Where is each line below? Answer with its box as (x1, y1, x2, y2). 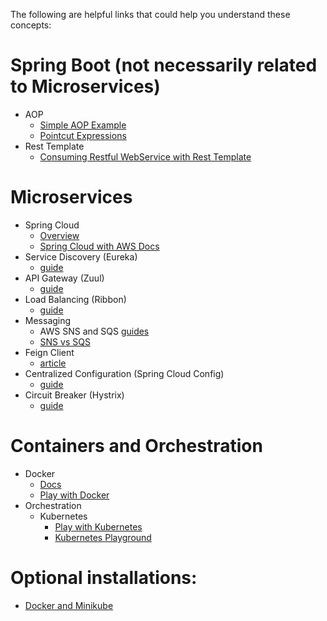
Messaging (24, 314, 72, 326)
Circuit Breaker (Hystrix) (24, 389, 125, 401)
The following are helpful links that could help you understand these (10, 9, 291, 20)
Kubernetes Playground (54, 531, 152, 543)
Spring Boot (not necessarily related (10, 54, 318, 77)
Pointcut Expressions (39, 129, 127, 141)
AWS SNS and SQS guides (39, 325, 150, 337)
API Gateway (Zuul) (24, 272, 105, 284)
